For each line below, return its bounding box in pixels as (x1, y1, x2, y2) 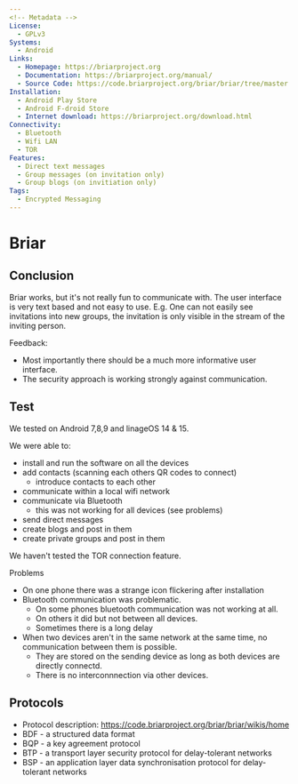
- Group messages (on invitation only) (17, 170, 165, 179)
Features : (9, 153, 46, 163)
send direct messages (21, 514, 104, 524)
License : (9, 21, 42, 30)
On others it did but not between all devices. (35, 612, 198, 623)
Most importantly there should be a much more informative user (21, 355, 257, 365)
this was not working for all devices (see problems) (35, 504, 223, 516)
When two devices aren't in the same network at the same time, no (21, 632, 268, 643)
